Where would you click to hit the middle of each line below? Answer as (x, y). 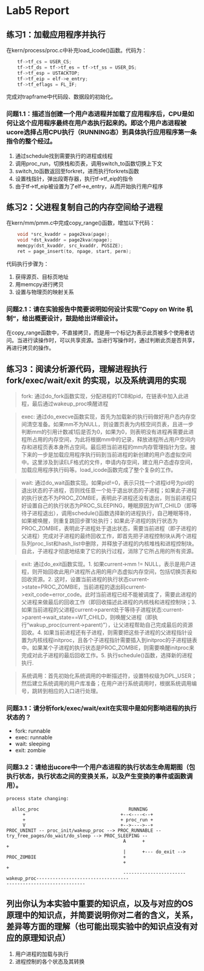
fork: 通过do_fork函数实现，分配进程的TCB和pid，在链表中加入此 (102, 396)
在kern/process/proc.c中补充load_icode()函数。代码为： (77, 50)
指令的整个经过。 (31, 142)
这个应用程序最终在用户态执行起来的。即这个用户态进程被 (103, 123)
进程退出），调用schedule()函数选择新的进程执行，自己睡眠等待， (113, 513)
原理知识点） (46, 938)
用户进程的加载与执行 (42, 954)
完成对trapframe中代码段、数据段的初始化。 (61, 97)
